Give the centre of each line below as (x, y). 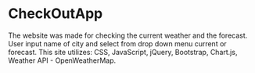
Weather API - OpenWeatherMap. (62, 60)
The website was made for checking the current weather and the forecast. (128, 35)
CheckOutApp (56, 14)
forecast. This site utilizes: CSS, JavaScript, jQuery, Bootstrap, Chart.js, (123, 52)
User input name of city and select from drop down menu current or (117, 43)
